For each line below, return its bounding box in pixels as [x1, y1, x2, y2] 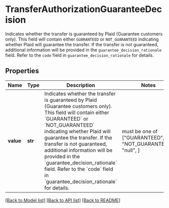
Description [66, 81, 96, 88]
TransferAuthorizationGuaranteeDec [5, 4, 162, 15]
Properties [5, 67, 39, 75]
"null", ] [122, 147, 140, 154]
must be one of [122, 128, 158, 135]
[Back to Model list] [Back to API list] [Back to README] [5, 197, 121, 203]
